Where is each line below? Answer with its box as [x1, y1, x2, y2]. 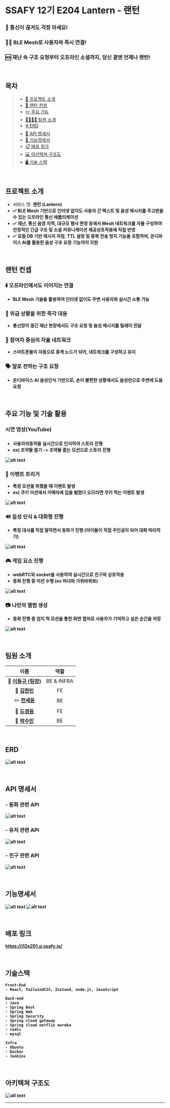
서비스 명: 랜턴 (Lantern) [12, 201, 62, 207]
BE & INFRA [46, 677, 74, 684]
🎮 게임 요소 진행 [5, 557, 44, 564]
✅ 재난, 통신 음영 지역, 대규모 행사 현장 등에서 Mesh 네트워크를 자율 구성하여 [12, 220, 162, 226]
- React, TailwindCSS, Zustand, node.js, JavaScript [5, 987, 119, 992]
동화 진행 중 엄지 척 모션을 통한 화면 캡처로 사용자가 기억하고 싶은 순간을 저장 [12, 615, 161, 622]
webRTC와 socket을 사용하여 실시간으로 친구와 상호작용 [12, 572, 124, 578]
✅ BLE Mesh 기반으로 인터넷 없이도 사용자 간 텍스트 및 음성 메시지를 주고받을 [12, 208, 163, 214]
